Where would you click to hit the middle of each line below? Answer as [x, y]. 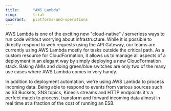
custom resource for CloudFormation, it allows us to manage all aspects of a [86, 55]
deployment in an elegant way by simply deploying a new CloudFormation [83, 61]
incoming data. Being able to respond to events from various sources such [84, 87]
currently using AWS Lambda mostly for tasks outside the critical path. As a [85, 50]
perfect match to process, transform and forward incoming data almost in [83, 98]
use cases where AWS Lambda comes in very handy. [61, 72]
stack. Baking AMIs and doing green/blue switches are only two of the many [86, 66]
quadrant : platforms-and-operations [47, 19]
